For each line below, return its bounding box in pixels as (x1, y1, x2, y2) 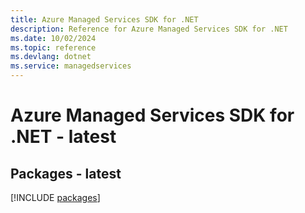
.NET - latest (10, 126, 117, 148)
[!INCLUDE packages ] (10, 192, 101, 203)
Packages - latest (10, 165, 122, 182)
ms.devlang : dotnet (10, 52, 92, 62)
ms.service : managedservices (10, 61, 132, 71)
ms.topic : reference (10, 42, 97, 53)
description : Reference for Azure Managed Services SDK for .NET (10, 24, 288, 34)
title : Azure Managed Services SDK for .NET (10, 14, 199, 25)
